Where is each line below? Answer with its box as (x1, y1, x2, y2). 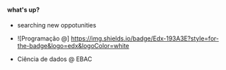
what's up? (7, 5, 40, 14)
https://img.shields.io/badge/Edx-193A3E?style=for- (71, 34, 219, 43)
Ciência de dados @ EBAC (17, 55, 92, 63)
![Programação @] (17, 34, 70, 43)
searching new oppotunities (17, 21, 96, 30)
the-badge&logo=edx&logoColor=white (17, 42, 130, 50)
